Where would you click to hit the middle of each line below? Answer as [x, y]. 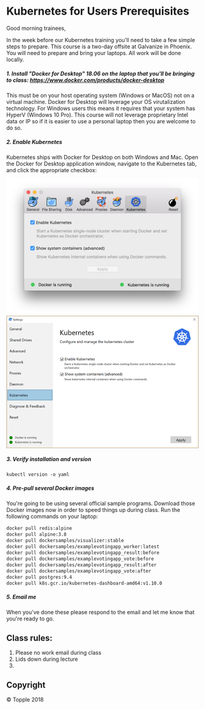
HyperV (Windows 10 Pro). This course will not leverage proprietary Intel [97, 115]
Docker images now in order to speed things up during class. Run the [93, 510]
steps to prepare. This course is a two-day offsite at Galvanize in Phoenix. [99, 46]
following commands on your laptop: [52, 517]
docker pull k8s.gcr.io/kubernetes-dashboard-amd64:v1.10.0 [85, 584]
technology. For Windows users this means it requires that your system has [101, 108]
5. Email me [21, 597]
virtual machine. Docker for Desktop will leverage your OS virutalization [96, 101]
